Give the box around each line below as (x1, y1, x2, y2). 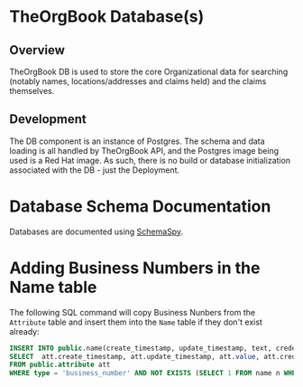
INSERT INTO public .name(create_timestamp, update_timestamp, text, (9, 344, 272, 353)
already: (9, 326, 40, 336)
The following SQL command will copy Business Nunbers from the (9, 307, 255, 317)
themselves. (9, 86, 55, 96)
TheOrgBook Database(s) (9, 6, 205, 27)
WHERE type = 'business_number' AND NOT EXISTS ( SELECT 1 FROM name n (9, 369, 280, 378)
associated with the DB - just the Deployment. (9, 165, 180, 175)
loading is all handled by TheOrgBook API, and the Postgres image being (9, 145, 280, 156)
